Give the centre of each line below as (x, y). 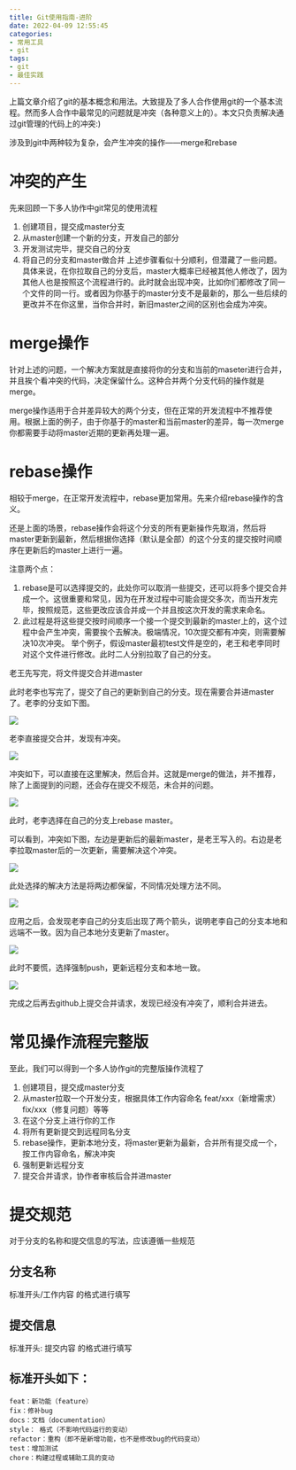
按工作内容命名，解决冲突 (68, 1154)
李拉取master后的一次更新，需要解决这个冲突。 (95, 850)
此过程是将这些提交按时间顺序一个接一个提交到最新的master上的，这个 (151, 620)
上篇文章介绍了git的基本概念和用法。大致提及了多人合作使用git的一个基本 (142, 101)
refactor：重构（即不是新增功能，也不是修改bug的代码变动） (107, 1439)
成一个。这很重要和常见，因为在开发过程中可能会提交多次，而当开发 (146, 598)
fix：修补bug (31, 1411)
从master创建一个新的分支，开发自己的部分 (100, 237)
